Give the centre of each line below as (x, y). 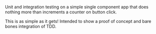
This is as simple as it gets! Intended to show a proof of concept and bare (78, 21)
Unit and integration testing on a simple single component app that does (77, 7)
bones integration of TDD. (31, 26)
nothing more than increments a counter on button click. (61, 12)
